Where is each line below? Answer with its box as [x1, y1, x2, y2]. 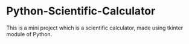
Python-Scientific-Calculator [6, 4, 156, 18]
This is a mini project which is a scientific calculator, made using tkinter [6, 24, 183, 31]
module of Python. [6, 30, 53, 37]
